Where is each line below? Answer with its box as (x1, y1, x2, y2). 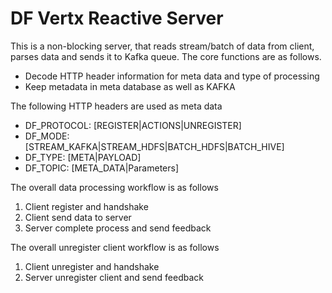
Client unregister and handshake (24, 260, 160, 272)
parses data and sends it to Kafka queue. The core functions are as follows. (10, 50, 322, 62)
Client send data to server (24, 211, 132, 223)
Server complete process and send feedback (24, 222, 212, 234)
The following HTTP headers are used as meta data (10, 100, 223, 112)
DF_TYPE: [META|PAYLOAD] (24, 151, 142, 163)
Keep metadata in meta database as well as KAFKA (24, 80, 236, 92)
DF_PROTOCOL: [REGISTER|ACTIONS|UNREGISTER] (24, 119, 242, 131)
